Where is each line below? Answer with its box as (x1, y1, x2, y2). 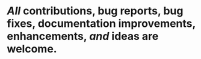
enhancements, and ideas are (7, 30, 159, 43)
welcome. (7, 42, 57, 56)
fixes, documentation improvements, (7, 17, 196, 30)
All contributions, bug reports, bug (7, 4, 184, 18)
